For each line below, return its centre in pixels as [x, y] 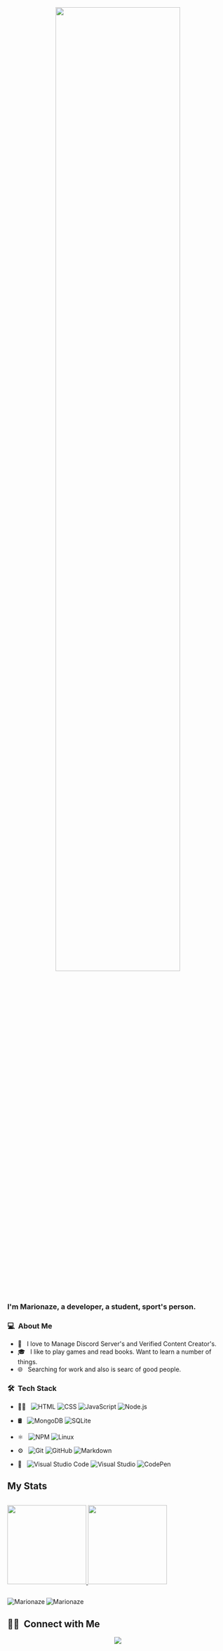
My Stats [27, 1486]
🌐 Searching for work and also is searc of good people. [99, 1369]
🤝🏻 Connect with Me [54, 1624]
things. [27, 1362]
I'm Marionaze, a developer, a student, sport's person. [102, 1307]
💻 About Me [30, 1326]
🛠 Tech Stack [32, 1389]
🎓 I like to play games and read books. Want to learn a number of [114, 1352]
